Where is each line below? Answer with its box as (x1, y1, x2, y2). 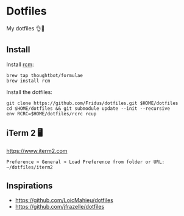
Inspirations (6, 180, 53, 191)
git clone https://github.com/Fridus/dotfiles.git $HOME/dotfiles (6, 100, 179, 106)
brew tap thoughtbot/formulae (6, 72, 83, 78)
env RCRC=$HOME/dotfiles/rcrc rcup (6, 110, 97, 116)
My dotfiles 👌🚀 (6, 24, 45, 32)
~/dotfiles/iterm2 (6, 164, 53, 170)
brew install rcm (6, 78, 51, 84)
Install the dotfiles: (6, 88, 53, 95)
